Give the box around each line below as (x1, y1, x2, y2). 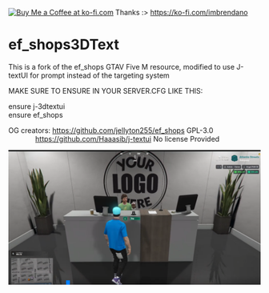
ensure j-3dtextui (8, 101, 66, 111)
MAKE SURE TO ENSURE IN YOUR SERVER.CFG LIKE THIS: (8, 86, 203, 95)
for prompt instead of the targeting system (29, 70, 170, 80)
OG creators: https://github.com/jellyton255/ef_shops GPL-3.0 (8, 125, 214, 135)
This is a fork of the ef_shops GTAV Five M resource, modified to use (8, 62, 235, 71)
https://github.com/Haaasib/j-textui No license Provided (34, 134, 220, 143)
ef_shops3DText (8, 36, 120, 54)
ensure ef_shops (8, 110, 63, 119)
